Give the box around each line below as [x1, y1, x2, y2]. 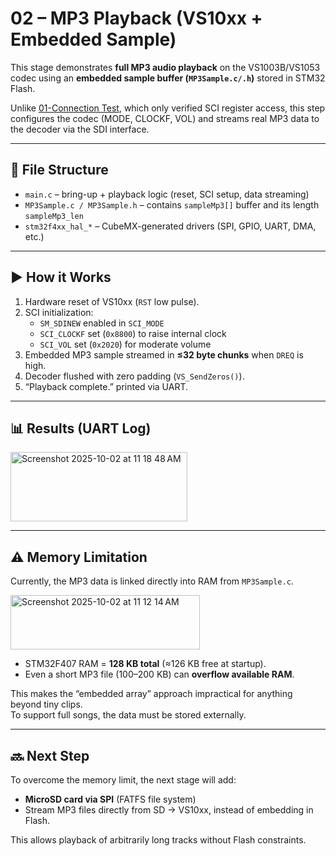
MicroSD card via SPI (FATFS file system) [24, 793, 197, 805]
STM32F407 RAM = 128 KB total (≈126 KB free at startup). [24, 658, 267, 670]
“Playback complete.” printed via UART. [24, 380, 189, 392]
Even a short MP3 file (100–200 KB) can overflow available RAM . [24, 668, 295, 681]
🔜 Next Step [10, 747, 90, 764]
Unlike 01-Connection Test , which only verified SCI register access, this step [10, 102, 326, 114]
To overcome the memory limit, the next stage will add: [10, 774, 237, 786]
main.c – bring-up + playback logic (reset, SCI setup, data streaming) [24, 188, 310, 200]
